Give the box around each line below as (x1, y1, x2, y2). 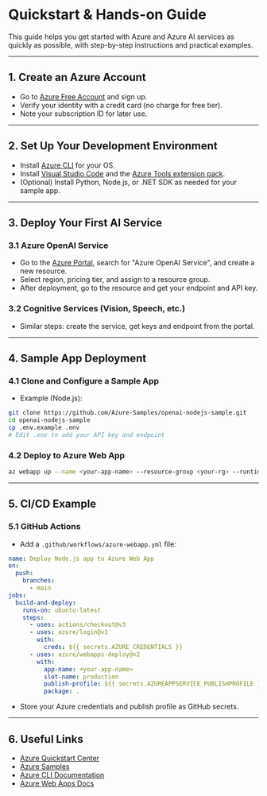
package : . (43, 687, 80, 696)
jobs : (8, 591, 26, 599)
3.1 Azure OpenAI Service (8, 240, 109, 251)
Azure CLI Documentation (19, 771, 105, 780)
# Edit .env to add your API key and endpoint (8, 431, 165, 439)
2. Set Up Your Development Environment (8, 139, 219, 153)
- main (29, 584, 52, 593)
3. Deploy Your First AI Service (8, 216, 163, 230)
